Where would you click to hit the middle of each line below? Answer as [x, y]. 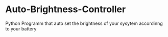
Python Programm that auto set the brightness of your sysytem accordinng [84, 23]
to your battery [21, 28]
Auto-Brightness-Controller [66, 9]
